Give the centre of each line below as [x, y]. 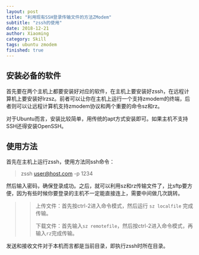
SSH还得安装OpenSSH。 [37, 126]
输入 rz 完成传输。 [56, 233]
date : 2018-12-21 [28, 28]
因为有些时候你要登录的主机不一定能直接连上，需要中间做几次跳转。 [99, 193]
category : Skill [26, 39]
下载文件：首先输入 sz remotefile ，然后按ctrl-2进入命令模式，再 [114, 226]
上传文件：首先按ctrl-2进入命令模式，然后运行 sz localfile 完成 [114, 206]
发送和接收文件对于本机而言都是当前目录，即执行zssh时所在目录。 [87, 246]
